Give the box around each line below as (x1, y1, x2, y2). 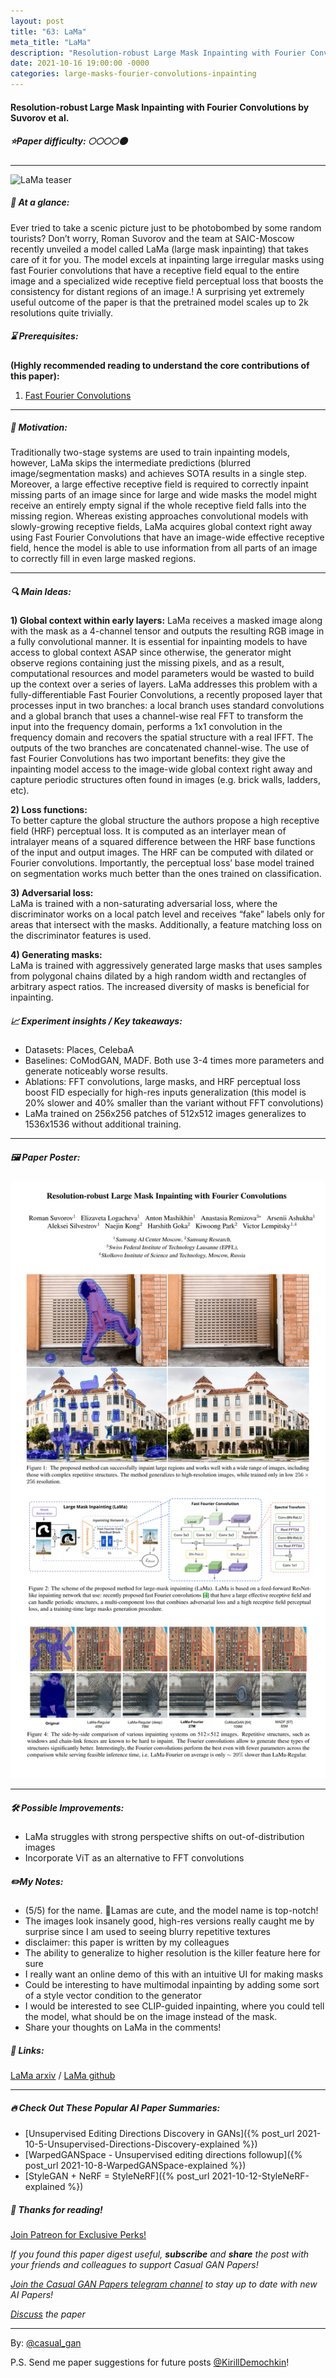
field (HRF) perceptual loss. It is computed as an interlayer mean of (10, 825, 287, 837)
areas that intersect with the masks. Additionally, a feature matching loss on (10, 919, 323, 931)
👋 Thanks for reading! (10, 2203, 103, 2215)
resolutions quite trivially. (10, 306, 114, 319)
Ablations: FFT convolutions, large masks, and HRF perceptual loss (24, 1076, 301, 1088)
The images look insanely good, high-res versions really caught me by (24, 1915, 315, 1927)
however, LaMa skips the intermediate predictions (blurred (10, 457, 252, 469)
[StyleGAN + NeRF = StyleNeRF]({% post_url (24, 2170, 210, 2182)
